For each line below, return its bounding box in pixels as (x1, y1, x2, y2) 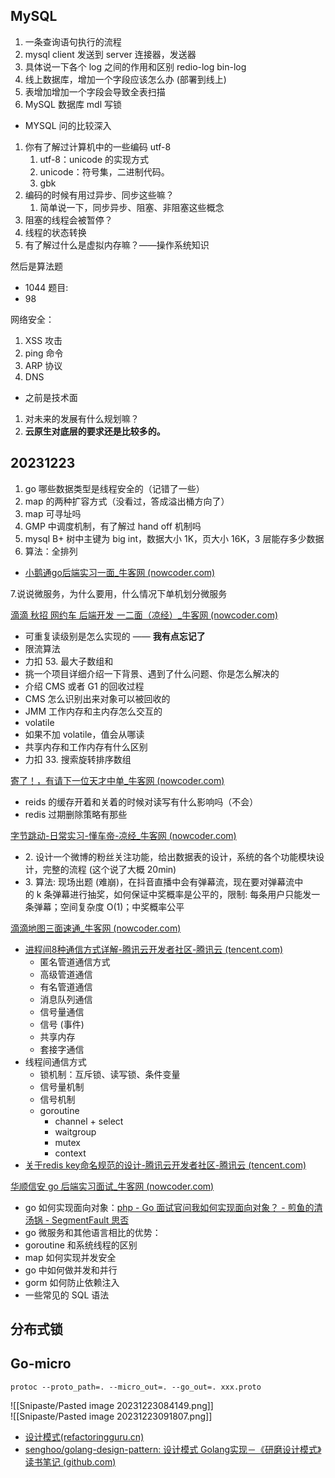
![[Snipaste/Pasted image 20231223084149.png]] (10, 1399, 214, 1411)
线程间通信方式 (24, 1055, 87, 1068)
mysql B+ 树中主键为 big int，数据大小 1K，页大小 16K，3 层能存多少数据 (24, 532, 325, 544)
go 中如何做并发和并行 (24, 1264, 118, 1276)
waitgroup (54, 1125, 97, 1138)
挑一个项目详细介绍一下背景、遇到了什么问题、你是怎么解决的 (24, 667, 280, 679)
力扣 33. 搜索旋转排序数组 (24, 753, 132, 765)
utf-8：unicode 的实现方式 (39, 153, 150, 165)
